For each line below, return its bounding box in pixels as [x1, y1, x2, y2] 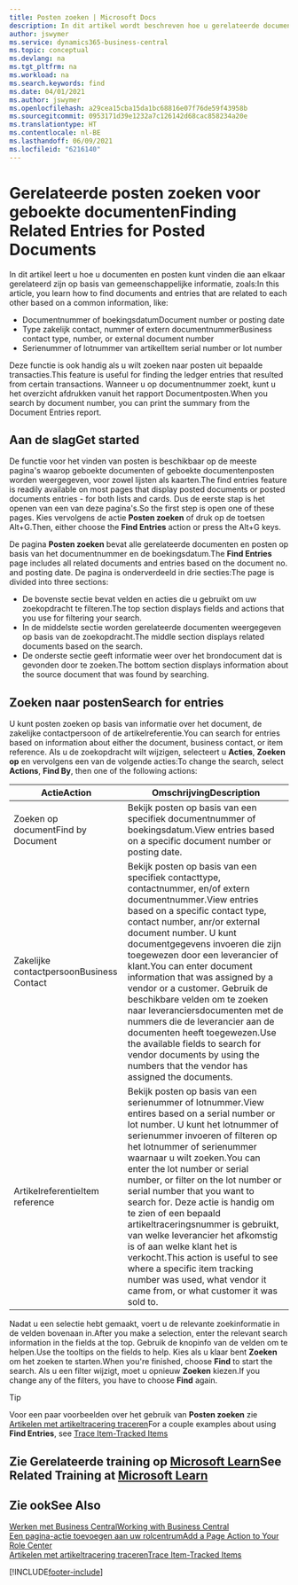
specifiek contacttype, [127, 871, 222, 884]
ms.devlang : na [9, 54, 66, 63]
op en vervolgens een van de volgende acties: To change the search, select [9, 756, 284, 767]
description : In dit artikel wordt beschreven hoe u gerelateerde [9, 21, 260, 30]
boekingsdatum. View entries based [127, 824, 275, 836]
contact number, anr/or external [127, 916, 260, 928]
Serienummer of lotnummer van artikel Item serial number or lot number [21, 342, 283, 353]
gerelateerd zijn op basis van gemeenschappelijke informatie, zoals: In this [9, 278, 279, 289]
